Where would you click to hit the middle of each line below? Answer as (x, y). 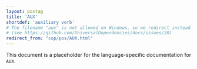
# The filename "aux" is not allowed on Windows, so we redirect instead (98, 28)
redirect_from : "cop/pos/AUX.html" (50, 38)
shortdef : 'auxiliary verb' (41, 22)
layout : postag (25, 11)
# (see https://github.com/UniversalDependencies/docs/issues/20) (89, 33)
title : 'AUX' (22, 17)
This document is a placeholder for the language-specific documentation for (99, 55)
